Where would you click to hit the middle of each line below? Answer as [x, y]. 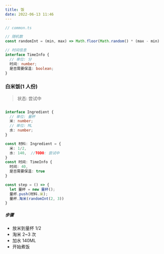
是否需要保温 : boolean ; [32, 69]
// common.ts [18, 28]
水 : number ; [21, 130]
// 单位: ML [21, 126]
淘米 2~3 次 [24, 234]
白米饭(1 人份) [21, 87]
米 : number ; [21, 121]
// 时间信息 [16, 50]
